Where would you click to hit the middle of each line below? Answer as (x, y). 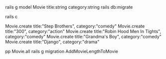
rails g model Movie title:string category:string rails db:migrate (69, 7)
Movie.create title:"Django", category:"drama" (52, 42)
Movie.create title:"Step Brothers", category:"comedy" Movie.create (75, 26)
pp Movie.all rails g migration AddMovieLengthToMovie (62, 51)
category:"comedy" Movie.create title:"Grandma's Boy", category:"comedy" (83, 37)
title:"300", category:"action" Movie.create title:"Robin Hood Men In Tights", (83, 31)
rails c (11, 16)
